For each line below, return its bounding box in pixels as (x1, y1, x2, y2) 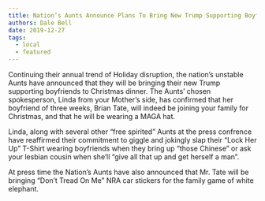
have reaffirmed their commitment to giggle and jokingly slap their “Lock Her (8, 136, 257, 144)
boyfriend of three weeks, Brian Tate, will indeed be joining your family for (8, 103, 249, 113)
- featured (15, 48, 51, 56)
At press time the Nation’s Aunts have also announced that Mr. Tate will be (8, 167, 249, 177)
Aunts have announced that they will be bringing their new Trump (8, 78, 221, 87)
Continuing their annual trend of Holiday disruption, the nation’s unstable (8, 70, 244, 79)
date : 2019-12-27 (8, 26, 65, 34)
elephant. (8, 184, 39, 193)
